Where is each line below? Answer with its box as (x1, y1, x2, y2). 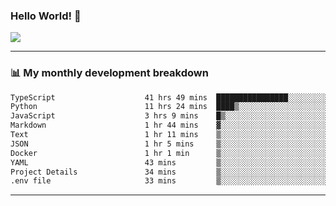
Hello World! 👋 (10, 9, 82, 23)
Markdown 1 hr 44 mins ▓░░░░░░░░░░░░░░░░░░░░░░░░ (10, 120, 329, 131)
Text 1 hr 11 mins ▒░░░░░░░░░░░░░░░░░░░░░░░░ (10, 130, 329, 140)
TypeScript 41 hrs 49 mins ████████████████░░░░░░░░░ (10, 92, 329, 103)
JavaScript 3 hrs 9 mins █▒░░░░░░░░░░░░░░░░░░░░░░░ (10, 111, 329, 121)
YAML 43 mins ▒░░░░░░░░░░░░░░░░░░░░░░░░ (10, 157, 329, 168)
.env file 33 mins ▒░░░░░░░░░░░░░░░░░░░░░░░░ (10, 176, 329, 186)
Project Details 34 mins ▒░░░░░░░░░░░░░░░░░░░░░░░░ (10, 167, 329, 177)
